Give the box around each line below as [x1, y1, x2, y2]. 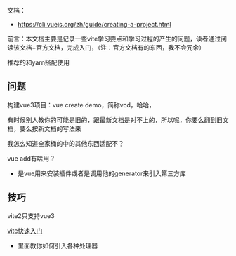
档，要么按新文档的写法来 [7, 124, 81, 133]
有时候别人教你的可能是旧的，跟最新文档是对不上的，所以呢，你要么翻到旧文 [7, 115, 229, 124]
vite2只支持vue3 [7, 211, 55, 220]
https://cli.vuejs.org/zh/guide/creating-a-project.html [17, 20, 171, 28]
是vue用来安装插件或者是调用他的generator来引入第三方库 [17, 169, 186, 177]
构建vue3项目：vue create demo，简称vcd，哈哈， [7, 100, 156, 109]
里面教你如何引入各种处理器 [17, 241, 98, 250]
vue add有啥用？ [7, 154, 56, 163]
